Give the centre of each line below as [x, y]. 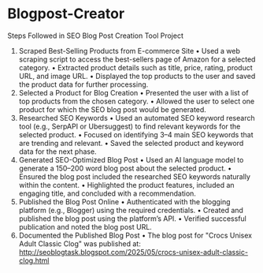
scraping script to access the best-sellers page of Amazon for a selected [137, 59]
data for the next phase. [57, 151]
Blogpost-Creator [66, 14]
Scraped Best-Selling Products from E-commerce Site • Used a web [130, 50]
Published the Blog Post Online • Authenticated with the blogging [124, 201]
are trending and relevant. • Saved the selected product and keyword [131, 143]
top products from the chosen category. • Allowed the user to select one [137, 101]
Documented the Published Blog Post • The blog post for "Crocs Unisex [135, 235]
